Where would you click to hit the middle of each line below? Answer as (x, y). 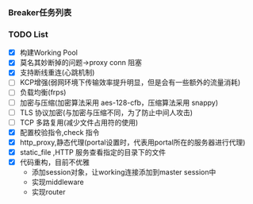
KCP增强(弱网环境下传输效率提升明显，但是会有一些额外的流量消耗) (130, 83)
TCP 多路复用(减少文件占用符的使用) (79, 122)
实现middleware (58, 182)
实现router (48, 191)
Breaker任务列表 (40, 12)
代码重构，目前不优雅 (54, 162)
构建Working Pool (48, 52)
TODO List (29, 34)
